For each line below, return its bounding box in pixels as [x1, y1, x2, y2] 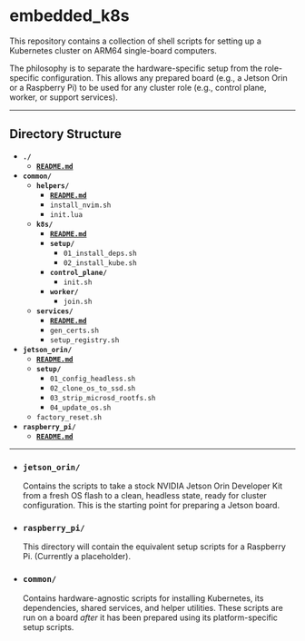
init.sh [63, 278, 93, 287]
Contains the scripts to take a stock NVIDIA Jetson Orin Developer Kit [22, 480, 283, 491]
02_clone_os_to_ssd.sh [49, 383, 136, 393]
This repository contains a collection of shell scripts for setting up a [9, 35, 261, 46]
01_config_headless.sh [49, 374, 136, 383]
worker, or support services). [9, 92, 118, 103]
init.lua [49, 210, 84, 219]
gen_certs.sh [49, 326, 100, 335]
